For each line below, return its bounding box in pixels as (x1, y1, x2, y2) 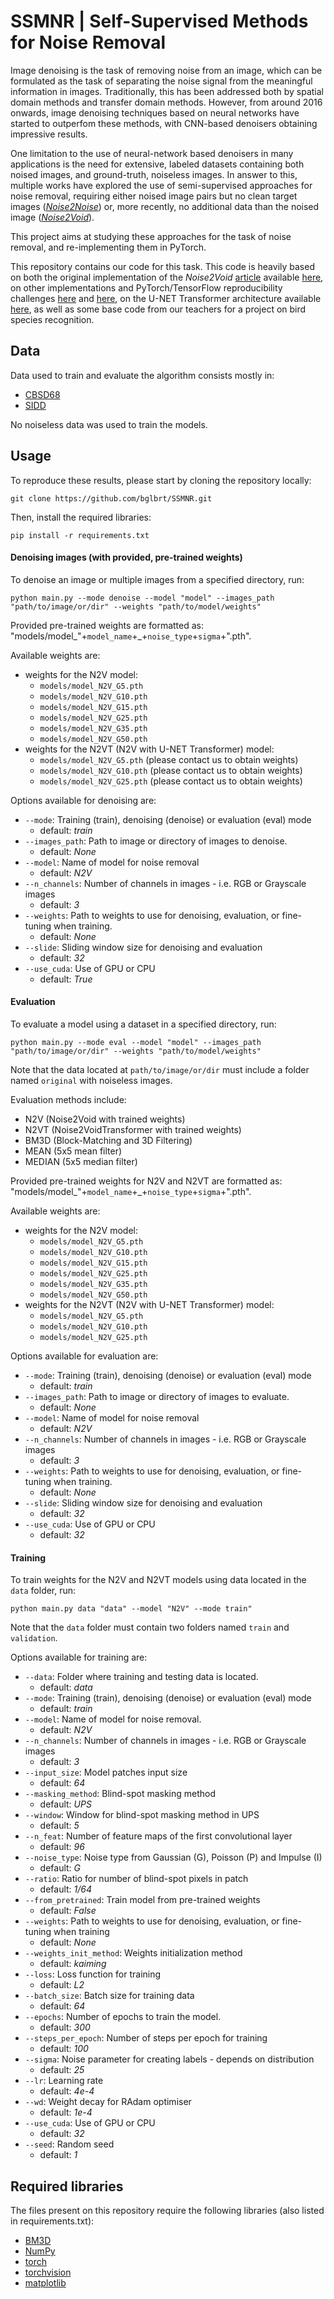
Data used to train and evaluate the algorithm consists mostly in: (10, 369, 275, 381)
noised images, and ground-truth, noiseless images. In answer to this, (10, 168, 298, 180)
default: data (39, 1681, 93, 1694)
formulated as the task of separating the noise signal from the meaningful (10, 75, 313, 87)
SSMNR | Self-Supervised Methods (10, 10, 309, 33)
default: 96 (39, 1841, 85, 1853)
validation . (10, 1632, 58, 1644)
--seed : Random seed (24, 2138, 115, 2150)
